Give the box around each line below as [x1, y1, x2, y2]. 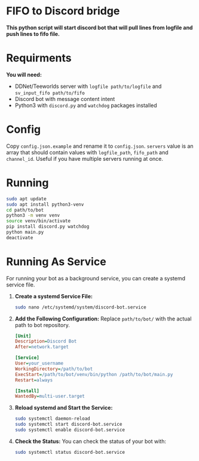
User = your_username [14, 361, 64, 367]
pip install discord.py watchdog [6, 224, 90, 230]
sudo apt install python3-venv [6, 202, 84, 207]
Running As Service [6, 255, 106, 268]
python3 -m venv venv [6, 212, 60, 219]
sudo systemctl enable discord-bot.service [14, 427, 125, 433]
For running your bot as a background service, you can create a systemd [6, 274, 186, 282]
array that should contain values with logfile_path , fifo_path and [6, 148, 169, 156]
